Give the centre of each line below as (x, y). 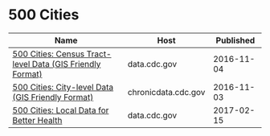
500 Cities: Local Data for (61, 110)
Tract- (99, 54)
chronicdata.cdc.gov (166, 92)
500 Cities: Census (49, 54)
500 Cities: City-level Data (63, 87)
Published (235, 40)
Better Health (37, 120)
